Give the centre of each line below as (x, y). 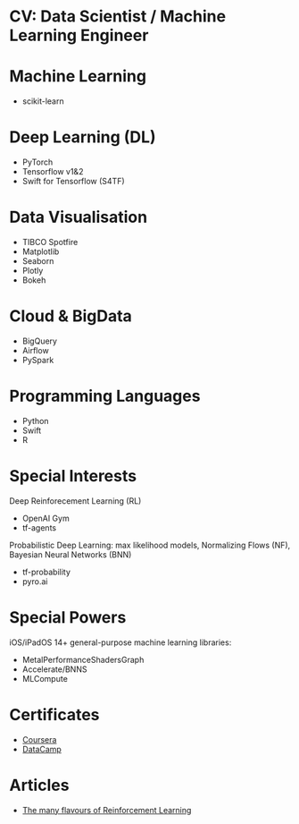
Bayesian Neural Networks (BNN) (71, 554)
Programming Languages (105, 396)
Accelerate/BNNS (54, 669)
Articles (39, 785)
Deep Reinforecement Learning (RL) (75, 501)
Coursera (39, 739)
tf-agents (39, 527)
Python (35, 420)
